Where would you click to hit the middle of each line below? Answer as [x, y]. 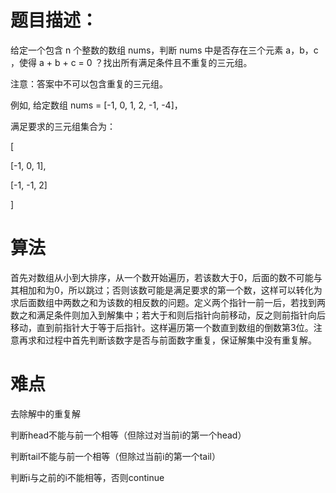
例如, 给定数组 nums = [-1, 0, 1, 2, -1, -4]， [96, 105]
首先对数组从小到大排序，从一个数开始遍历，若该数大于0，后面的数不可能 [162, 277]
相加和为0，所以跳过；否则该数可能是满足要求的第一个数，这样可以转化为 [170, 290]
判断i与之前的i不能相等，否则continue [87, 477]
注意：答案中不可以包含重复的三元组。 [89, 83]
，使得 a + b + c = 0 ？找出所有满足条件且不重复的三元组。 [131, 62]
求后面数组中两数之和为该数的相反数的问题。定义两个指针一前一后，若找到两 [168, 302]
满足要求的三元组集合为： [63, 126]
